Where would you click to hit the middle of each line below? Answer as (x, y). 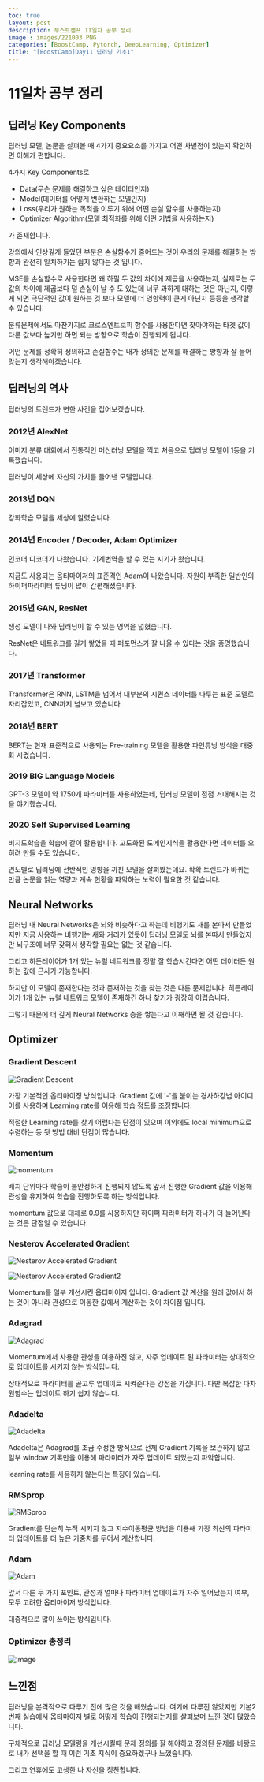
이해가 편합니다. (41, 155)
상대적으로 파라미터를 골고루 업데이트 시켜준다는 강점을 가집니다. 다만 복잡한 (125, 1383)
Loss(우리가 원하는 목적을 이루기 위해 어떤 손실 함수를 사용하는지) (120, 209)
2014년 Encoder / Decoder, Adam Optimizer (93, 540)
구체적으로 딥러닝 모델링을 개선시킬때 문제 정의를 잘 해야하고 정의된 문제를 (122, 1743)
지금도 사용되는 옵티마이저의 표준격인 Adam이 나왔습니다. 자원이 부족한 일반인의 (131, 576)
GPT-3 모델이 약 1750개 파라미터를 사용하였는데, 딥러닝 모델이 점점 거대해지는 (128, 794)
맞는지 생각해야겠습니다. (45, 361)
